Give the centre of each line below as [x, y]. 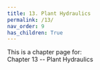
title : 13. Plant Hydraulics [49, 13]
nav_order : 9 [26, 26]
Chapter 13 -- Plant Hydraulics [50, 60]
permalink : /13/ [30, 20]
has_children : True [35, 33]
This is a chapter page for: [44, 52]
